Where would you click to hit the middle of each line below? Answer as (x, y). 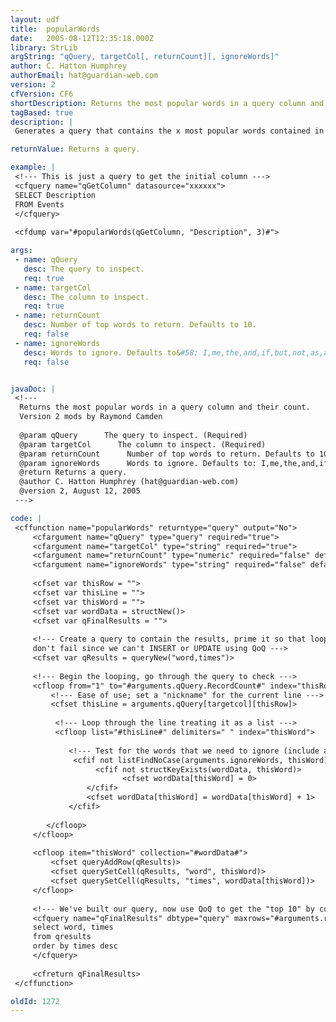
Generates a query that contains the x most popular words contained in (169, 131)
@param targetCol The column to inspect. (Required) (143, 444)
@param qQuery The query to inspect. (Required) (133, 435)
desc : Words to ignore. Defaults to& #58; (111, 352)
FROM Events (39, 204)
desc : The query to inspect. (84, 269)
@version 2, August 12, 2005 (80, 491)
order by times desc (75, 946)
